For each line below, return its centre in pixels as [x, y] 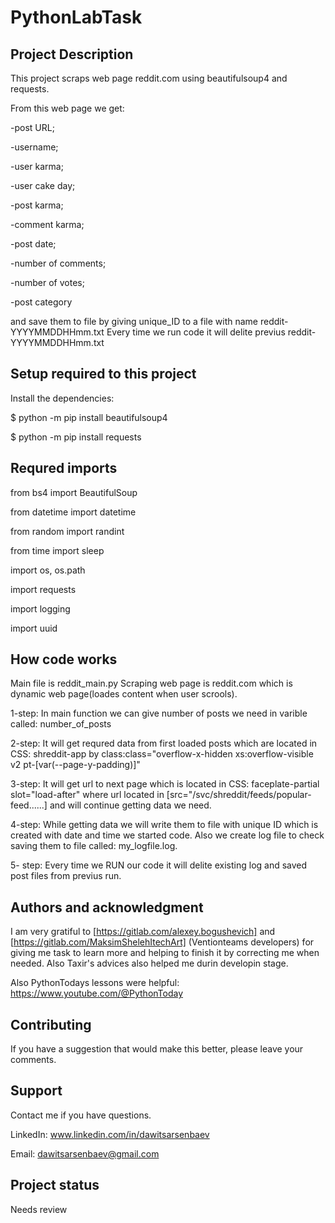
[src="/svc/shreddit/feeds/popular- [239, 795]
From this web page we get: [67, 108]
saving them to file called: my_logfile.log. [94, 846]
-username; [34, 147]
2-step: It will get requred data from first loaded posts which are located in [164, 743]
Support [36, 1091]
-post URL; [32, 127]
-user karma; [37, 166]
